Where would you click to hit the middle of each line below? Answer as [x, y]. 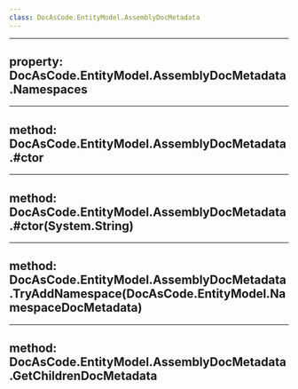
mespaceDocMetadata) [76, 308]
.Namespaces [48, 90]
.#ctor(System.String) [72, 226]
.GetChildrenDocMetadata [83, 376]
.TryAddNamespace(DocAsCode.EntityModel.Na [148, 294]
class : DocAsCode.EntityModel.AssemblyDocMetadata [105, 17]
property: [36, 62]
